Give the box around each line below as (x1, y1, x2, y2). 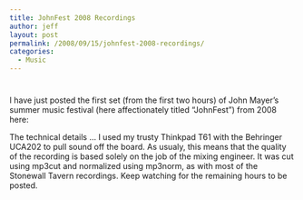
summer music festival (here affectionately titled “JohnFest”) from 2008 (9, 105, 277, 115)
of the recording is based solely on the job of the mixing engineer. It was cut (9, 151, 294, 162)
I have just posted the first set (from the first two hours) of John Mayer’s (9, 95, 279, 105)
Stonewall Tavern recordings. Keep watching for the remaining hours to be (9, 170, 288, 182)
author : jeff (9, 22, 59, 31)
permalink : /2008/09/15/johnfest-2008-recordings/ (9, 38, 205, 48)
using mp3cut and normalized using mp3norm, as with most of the (9, 161, 259, 172)
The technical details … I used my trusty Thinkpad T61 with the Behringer (9, 132, 283, 143)
